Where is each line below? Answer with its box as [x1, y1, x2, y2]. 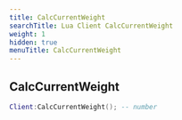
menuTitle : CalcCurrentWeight [9, 46, 122, 55]
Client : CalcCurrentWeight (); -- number [9, 102, 158, 111]
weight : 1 [9, 29, 46, 38]
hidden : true [9, 37, 58, 47]
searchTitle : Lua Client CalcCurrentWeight [9, 21, 174, 30]
